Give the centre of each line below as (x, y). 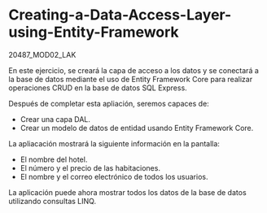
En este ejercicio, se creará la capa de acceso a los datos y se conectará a (133, 70)
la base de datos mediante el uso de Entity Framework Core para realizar (131, 79)
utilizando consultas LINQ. (52, 201)
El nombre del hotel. (54, 159)
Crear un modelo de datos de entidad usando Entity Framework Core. (137, 128)
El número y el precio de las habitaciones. (90, 167)
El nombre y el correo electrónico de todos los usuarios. (114, 176)
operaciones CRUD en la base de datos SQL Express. (98, 88)
